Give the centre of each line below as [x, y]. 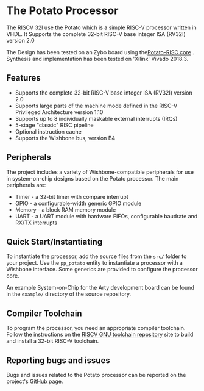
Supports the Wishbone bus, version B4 [65, 138]
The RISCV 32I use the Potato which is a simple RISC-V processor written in [101, 27]
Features [23, 78]
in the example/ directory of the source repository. [69, 294]
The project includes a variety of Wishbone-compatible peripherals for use [100, 172]
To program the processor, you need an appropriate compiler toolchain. [96, 328]
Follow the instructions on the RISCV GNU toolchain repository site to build [100, 335]
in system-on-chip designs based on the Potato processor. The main [93, 178]
